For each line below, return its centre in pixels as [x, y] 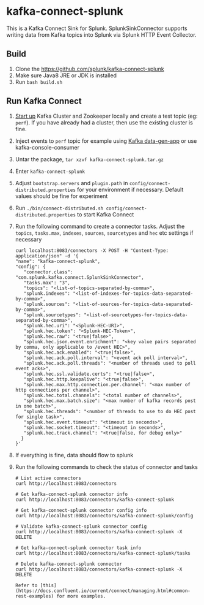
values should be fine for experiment [61, 196]
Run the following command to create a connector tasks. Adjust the [100, 226]
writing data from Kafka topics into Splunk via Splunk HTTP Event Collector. [101, 34]
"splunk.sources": [47, 304]
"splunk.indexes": [47, 293]
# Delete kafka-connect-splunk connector [68, 564]
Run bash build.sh [39, 82]
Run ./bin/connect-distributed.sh [59, 208]
